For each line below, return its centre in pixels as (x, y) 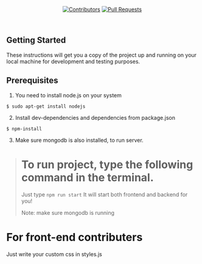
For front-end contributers (75, 237)
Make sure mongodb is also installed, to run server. (79, 140)
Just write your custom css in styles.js (54, 254)
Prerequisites (32, 81)
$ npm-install (24, 129)
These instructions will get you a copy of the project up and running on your (101, 55)
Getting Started (36, 40)
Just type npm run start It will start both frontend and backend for (104, 194)
